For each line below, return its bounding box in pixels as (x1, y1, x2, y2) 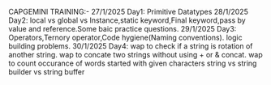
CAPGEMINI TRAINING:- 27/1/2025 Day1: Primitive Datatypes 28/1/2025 (8, 7, 249, 16)
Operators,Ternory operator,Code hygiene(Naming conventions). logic (8, 32, 243, 42)
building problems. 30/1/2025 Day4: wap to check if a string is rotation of (8, 41, 253, 51)
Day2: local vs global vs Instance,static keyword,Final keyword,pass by (8, 15, 246, 25)
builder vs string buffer (8, 67, 85, 76)
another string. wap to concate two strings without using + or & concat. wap (8, 50, 264, 59)
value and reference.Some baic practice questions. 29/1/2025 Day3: (8, 24, 237, 33)
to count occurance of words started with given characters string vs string (8, 58, 257, 68)
